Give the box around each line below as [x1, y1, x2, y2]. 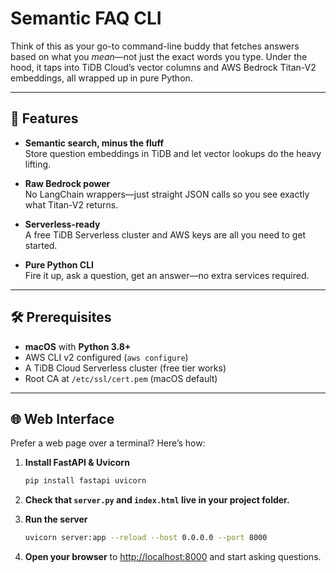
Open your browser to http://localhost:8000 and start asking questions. [24, 551, 322, 563]
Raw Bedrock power [24, 177, 111, 189]
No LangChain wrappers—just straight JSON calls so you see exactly [24, 188, 310, 200]
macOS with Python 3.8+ [24, 340, 132, 352]
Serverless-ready [24, 218, 101, 230]
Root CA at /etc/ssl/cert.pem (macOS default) [24, 372, 218, 384]
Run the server [24, 513, 88, 526]
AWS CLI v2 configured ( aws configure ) [24, 351, 189, 363]
